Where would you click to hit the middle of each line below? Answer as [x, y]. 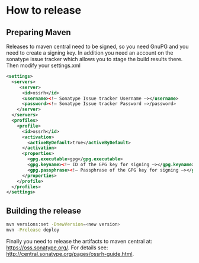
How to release [44, 10]
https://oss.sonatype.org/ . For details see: [57, 248]
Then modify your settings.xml [44, 65]
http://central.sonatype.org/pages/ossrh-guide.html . [70, 254]
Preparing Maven [38, 32]
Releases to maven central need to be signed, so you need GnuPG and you [97, 46]
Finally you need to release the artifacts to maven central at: [79, 241]
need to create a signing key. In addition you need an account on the [90, 53]
